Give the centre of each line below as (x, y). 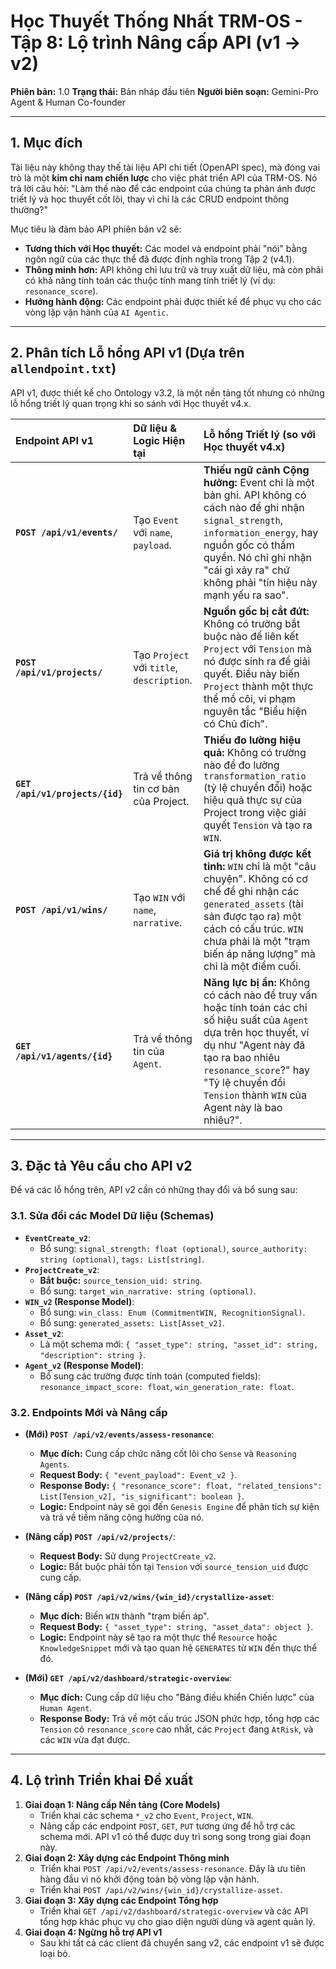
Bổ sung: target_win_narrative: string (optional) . (148, 1291)
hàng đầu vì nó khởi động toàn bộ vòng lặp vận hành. (149, 1879)
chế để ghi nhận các (251, 891)
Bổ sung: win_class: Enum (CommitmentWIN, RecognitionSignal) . (172, 1312)
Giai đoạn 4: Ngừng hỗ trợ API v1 (93, 1932)
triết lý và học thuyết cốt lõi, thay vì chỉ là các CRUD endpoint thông (150, 199)
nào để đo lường (241, 765)
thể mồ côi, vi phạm (249, 698)
